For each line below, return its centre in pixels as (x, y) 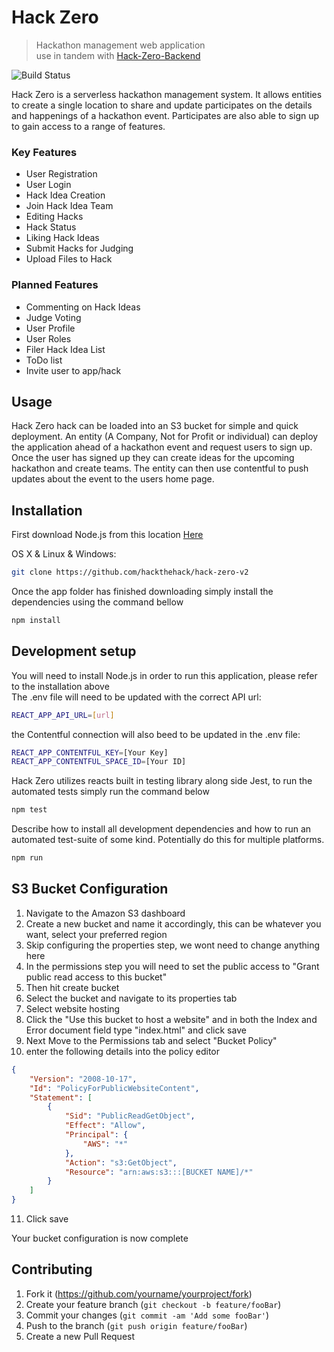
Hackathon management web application (120, 45)
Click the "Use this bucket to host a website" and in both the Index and (171, 1019)
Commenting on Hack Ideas (83, 307)
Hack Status (51, 227)
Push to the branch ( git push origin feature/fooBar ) (136, 1325)
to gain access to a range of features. (88, 126)
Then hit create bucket (72, 987)
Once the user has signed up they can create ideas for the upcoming (153, 458)
